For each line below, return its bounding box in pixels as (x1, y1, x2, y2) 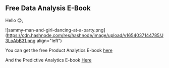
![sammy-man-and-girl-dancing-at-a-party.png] (5, 27, 105, 33)
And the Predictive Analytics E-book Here (5, 57, 92, 63)
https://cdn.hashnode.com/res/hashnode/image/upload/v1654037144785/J (7, 32, 164, 38)
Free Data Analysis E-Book (5, 4, 91, 12)
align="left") (36, 37, 62, 43)
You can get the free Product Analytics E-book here (5, 47, 112, 53)
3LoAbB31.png (5, 37, 36, 43)
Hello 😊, (5, 17, 24, 23)
